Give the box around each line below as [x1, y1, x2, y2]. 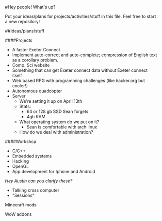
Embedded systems [12, 153, 52, 159]
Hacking [12, 158, 29, 164]
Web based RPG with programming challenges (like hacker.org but [12, 78, 145, 83]
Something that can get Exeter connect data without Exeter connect [12, 67, 148, 73]
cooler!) [12, 83, 28, 89]
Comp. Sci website [12, 63, 50, 68]
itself [12, 73, 22, 78]
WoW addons [5, 211, 32, 217]
